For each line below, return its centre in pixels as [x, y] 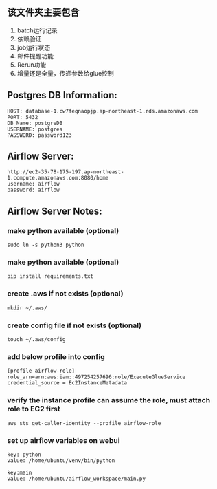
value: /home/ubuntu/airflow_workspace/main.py [77, 479]
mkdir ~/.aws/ [27, 308]
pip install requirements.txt [50, 276]
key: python [24, 455]
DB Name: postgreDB [35, 123]
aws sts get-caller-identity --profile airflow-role [84, 423]
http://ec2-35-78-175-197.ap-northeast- [66, 172]
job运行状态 [34, 47]
